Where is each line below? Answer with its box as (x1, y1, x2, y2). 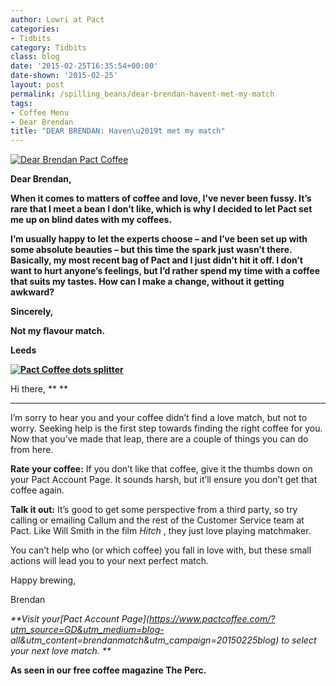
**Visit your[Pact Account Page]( (10, 613, 150, 625)
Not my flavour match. (10, 325, 106, 337)
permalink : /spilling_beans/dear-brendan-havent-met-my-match (10, 89, 275, 99)
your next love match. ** (10, 645, 112, 657)
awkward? (10, 286, 55, 298)
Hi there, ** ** (10, 383, 68, 395)
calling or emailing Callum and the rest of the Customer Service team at (10, 514, 305, 526)
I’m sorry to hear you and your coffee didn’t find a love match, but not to (10, 412, 308, 424)
